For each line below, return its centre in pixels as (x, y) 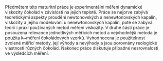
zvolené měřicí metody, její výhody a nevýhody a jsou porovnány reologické (81, 43)
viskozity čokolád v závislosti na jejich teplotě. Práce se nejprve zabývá (77, 12)
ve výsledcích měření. (27, 53)
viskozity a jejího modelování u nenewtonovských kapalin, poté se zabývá (79, 22)
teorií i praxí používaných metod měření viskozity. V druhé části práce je (77, 28)
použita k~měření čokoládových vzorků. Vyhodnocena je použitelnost (75, 38)
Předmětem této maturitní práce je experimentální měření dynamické (74, 7)
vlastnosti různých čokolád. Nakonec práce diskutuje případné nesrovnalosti (82, 48)
